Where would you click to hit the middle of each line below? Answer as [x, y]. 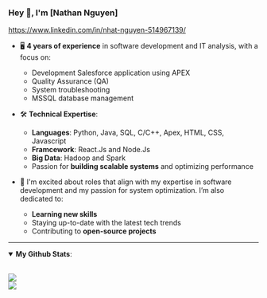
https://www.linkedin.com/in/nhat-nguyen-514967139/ [97, 30]
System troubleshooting [71, 90]
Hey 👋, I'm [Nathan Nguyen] [63, 13]
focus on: [35, 57]
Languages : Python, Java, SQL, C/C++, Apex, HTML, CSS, [128, 133]
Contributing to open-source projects [94, 231]
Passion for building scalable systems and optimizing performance [143, 167]
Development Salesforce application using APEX [111, 73]
